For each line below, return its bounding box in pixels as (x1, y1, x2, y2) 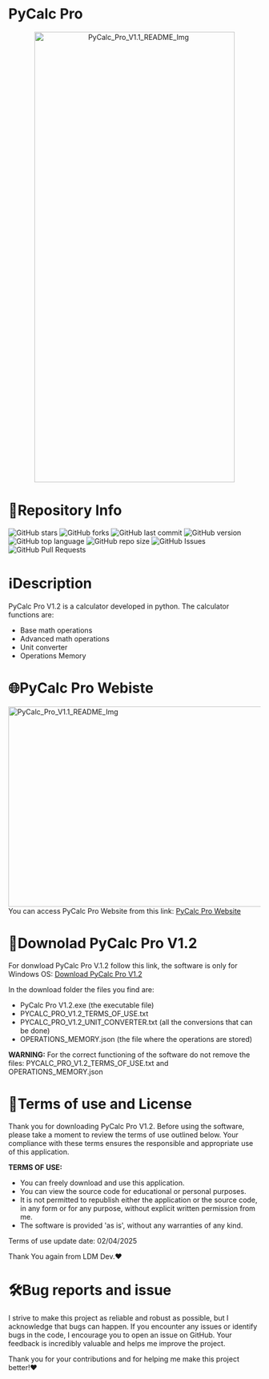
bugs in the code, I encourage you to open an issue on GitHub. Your (8, 1330, 232, 1340)
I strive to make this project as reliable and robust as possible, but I (8, 1313, 229, 1322)
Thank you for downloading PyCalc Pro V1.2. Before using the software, (8, 1121, 245, 1131)
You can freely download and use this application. (19, 1178, 186, 1188)
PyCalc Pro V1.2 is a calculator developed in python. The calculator (8, 601, 230, 611)
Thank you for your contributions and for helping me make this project (8, 1354, 240, 1364)
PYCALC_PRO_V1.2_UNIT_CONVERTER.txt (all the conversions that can (19, 1017, 253, 1027)
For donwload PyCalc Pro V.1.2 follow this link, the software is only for (8, 960, 238, 970)
